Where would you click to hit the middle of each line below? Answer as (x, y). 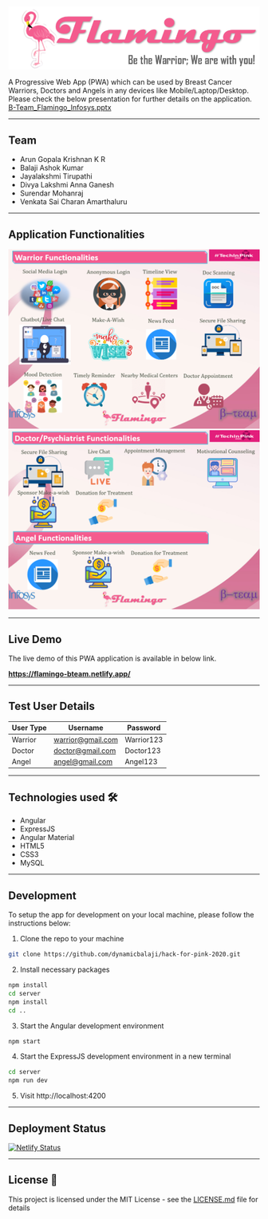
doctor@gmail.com (85, 750)
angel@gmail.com (83, 762)
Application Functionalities (77, 234)
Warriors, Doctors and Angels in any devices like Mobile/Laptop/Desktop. (129, 91)
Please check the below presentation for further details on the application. (130, 99)
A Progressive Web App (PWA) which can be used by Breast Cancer (120, 82)
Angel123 (141, 762)
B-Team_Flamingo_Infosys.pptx (60, 108)
